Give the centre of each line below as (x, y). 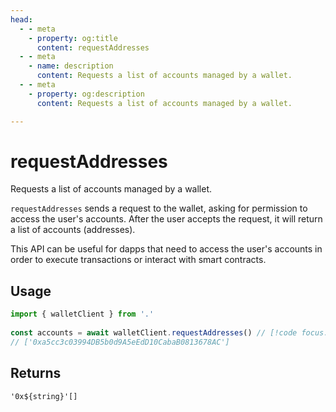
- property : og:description (86, 94)
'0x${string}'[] (44, 396)
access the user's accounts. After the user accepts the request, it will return (166, 219)
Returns (36, 373)
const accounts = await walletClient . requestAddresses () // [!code (154, 333)
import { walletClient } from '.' (82, 314)
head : (21, 19)
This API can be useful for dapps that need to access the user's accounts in (166, 249)
